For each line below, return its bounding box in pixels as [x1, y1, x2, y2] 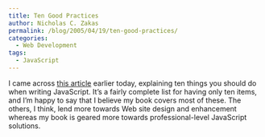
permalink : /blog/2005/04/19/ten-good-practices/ [8, 26, 179, 34]
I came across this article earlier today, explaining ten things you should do [8, 78, 257, 88]
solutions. [8, 121, 41, 131]
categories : [8, 34, 48, 42]
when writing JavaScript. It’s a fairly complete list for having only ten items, [8, 87, 258, 96]
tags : [8, 49, 27, 57]
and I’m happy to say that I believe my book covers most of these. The [8, 95, 242, 105]
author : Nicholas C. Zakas [8, 19, 99, 27]
